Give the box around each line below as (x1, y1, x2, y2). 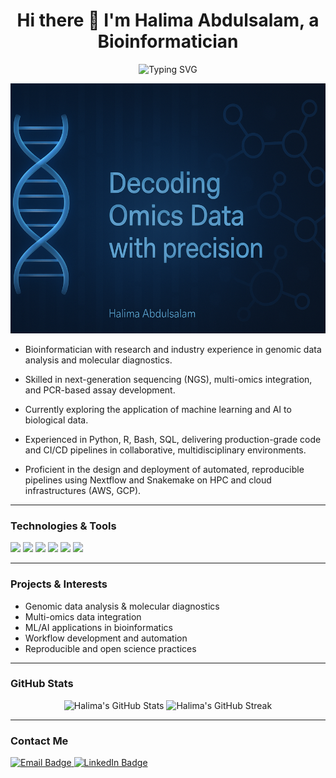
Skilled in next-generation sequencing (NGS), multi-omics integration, (24, 373, 313, 385)
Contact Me (10, 734, 69, 748)
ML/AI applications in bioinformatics (24, 621, 173, 633)
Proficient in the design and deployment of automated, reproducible (24, 463, 305, 475)
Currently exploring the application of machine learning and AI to (24, 403, 292, 415)
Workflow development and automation (24, 632, 188, 644)
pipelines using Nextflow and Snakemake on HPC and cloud (24, 474, 272, 486)
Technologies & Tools (10, 519, 117, 533)
